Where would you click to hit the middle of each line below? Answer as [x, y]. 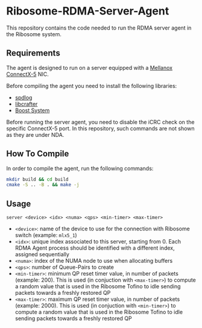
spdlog [24, 97]
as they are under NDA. [35, 134]
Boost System [32, 110]
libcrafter [26, 104]
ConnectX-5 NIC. [28, 74]
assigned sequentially [42, 254]
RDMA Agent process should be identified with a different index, [95, 248]
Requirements [33, 53]
